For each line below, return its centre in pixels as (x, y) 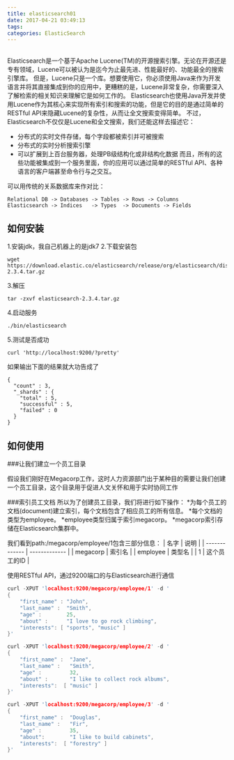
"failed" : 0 (39, 411)
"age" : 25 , (48, 614)
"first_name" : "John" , (54, 602)
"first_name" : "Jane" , (56, 660)
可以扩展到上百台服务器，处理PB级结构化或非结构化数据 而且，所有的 (117, 153)
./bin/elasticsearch (37, 326)
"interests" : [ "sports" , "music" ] (73, 628)
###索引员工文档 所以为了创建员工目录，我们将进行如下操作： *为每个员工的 (117, 502)
